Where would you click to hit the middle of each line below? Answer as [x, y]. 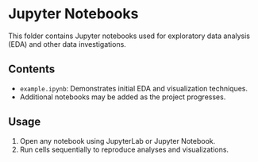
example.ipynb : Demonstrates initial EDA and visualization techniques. [134, 88]
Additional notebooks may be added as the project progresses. [123, 97]
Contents [32, 69]
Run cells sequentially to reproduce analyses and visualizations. [124, 149]
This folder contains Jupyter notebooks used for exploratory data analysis [129, 36]
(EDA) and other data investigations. [67, 44]
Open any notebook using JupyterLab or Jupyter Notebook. [117, 141]
